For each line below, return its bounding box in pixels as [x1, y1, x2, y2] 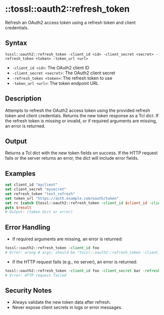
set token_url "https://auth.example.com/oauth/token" [5, 196, 119, 201]
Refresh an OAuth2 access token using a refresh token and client [5, 20, 136, 25]
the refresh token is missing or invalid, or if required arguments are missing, [5, 118, 157, 124]
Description [5, 94, 41, 103]
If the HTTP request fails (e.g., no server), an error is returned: [12, 259, 138, 265]
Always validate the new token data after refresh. [12, 299, 111, 305]
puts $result [5, 205, 32, 210]
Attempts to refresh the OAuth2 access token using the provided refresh [5, 107, 150, 113]
